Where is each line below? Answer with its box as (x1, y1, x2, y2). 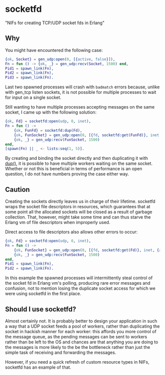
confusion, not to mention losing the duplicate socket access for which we (5, 285, 156, 292)
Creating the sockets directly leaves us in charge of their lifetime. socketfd (5, 198, 156, 204)
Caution (5, 185, 30, 193)
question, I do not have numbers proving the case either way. (5, 171, 129, 177)
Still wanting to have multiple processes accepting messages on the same (5, 104, 155, 110)
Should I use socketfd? (5, 305, 76, 313)
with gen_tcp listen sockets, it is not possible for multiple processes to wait (5, 89, 157, 95)
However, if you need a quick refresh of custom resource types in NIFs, (5, 359, 150, 365)
